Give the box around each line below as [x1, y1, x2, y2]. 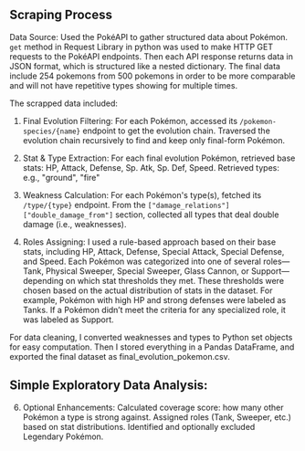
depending [22, 275, 64, 286]
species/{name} [22, 127, 81, 136]
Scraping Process [9, 7, 112, 23]
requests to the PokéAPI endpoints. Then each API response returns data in [9, 50, 294, 62]
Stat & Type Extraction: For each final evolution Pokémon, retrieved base [22, 152, 296, 163]
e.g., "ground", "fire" [22, 172, 100, 183]
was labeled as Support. [22, 314, 114, 325]
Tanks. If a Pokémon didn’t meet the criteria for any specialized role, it [22, 304, 286, 315]
